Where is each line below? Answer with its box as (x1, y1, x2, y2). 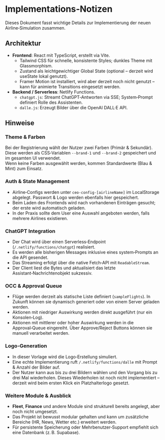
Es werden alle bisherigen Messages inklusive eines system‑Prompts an (12, 250, 159, 255)
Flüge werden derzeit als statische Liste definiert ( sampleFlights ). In (12, 294, 151, 300)
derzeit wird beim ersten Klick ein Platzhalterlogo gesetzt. (12, 380, 130, 386)
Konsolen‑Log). (12, 314, 43, 320)
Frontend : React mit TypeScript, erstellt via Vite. (12, 52, 110, 58)
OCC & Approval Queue (5, 282, 63, 289)
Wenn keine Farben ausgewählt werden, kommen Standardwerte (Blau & (5, 160, 152, 166)
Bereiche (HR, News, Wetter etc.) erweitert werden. (12, 419, 117, 425)
